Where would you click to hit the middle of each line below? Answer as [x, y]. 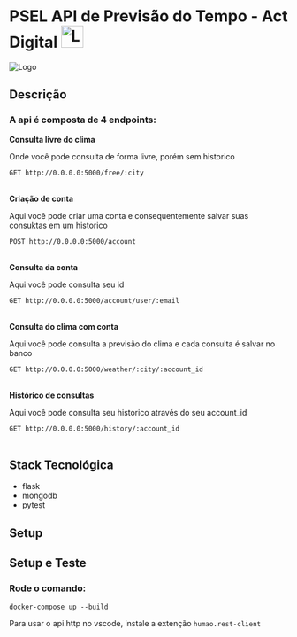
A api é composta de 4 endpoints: [83, 120]
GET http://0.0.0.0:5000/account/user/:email [94, 300]
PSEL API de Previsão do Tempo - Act [148, 16]
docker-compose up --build [59, 607]
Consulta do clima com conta [64, 326]
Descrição [38, 95]
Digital [34, 43]
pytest [34, 505]
